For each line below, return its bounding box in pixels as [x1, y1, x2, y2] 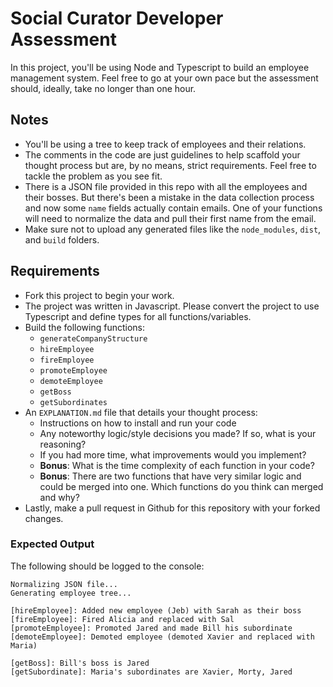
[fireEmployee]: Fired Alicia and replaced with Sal [10, 614, 235, 624]
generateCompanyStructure [39, 333, 148, 344]
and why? [39, 491, 80, 503]
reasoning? [39, 438, 87, 450]
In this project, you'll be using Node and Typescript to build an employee [10, 61, 310, 73]
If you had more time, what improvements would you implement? [39, 448, 307, 461]
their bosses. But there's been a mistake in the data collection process [24, 191, 315, 203]
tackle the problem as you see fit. [24, 170, 163, 182]
